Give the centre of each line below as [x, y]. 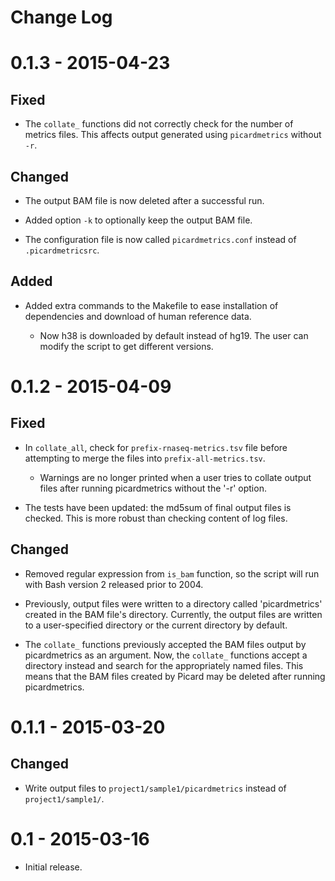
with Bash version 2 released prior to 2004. [114, 584]
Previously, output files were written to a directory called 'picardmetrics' [173, 603]
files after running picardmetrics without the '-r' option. [153, 488]
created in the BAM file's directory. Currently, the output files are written [173, 614]
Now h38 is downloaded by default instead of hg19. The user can [174, 335]
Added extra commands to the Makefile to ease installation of [151, 305]
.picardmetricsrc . [62, 250]
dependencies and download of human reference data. [138, 316]
